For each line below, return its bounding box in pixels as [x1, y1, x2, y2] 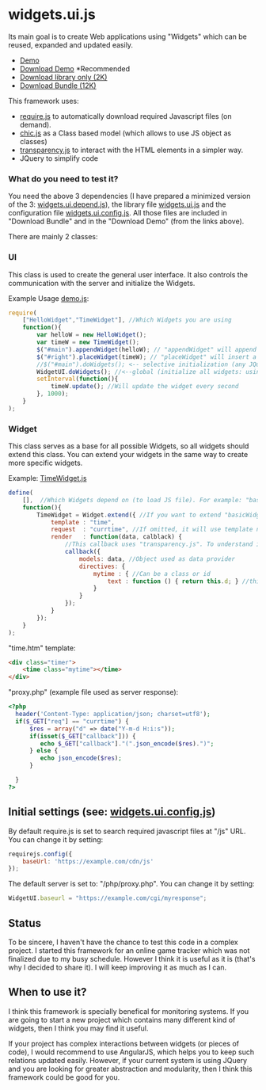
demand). [19, 120, 51, 129]
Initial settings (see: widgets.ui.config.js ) [8, 806, 216, 819]
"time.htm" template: [8, 643, 76, 653]
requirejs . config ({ [8, 850, 73, 858]
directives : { [78, 562, 126, 570]
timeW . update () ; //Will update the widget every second [50, 383, 239, 391]
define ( [8, 489, 34, 497]
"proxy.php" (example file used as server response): [8, 688, 179, 697]
